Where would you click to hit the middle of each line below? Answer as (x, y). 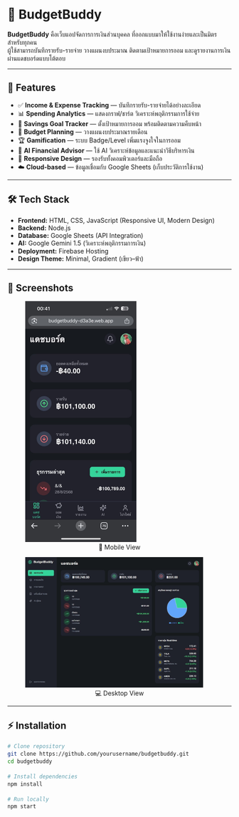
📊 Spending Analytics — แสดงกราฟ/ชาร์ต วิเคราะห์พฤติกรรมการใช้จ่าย (108, 113)
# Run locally (28, 799)
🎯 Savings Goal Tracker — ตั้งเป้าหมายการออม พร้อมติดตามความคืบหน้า (109, 123)
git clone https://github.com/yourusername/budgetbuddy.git (99, 754)
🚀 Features (32, 88)
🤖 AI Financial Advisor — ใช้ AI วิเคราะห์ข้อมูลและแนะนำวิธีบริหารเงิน (106, 150)
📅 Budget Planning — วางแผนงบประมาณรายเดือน (83, 132)
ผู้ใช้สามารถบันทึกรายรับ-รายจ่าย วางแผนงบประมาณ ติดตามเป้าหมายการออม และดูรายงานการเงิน (119, 50)
